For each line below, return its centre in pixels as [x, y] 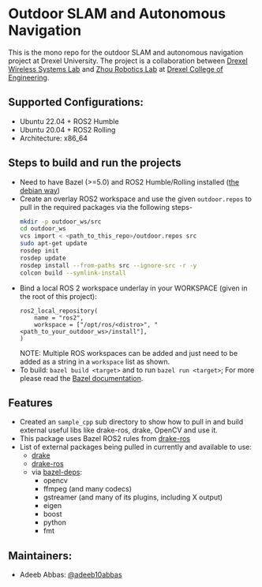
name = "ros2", [59, 318]
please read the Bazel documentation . [81, 378]
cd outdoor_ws [43, 229]
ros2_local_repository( [59, 311]
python [55, 522]
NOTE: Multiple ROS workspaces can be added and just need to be [129, 353]
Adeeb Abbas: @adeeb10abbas [71, 575]
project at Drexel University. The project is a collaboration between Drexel [128, 61]
